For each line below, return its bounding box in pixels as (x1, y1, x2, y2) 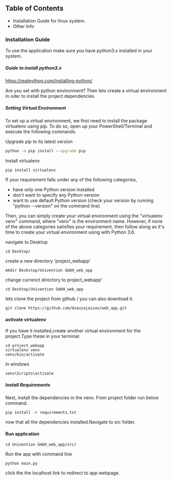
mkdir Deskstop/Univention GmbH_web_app (5, 267, 93, 273)
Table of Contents (5, 4, 64, 13)
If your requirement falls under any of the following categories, (5, 176, 137, 182)
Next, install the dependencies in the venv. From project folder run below (5, 394, 159, 401)
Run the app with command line (5, 451, 72, 457)
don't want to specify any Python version (12, 192, 100, 198)
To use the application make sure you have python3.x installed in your (5, 48, 153, 54)
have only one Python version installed (12, 186, 95, 193)
